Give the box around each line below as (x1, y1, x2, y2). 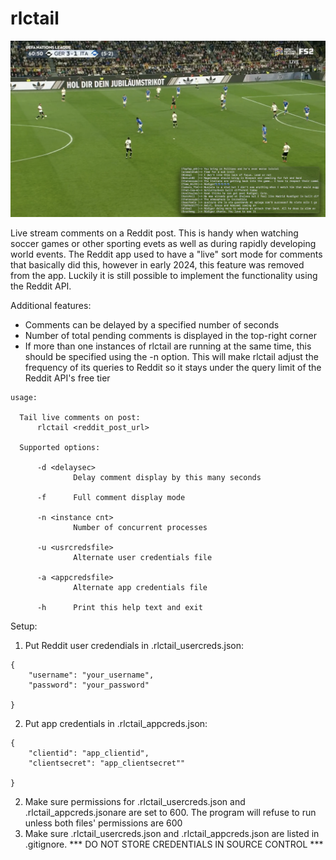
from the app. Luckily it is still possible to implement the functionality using (10, 270, 318, 282)
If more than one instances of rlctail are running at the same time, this (24, 340, 312, 352)
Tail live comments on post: (19, 413, 141, 423)
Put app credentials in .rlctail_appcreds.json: (24, 718, 208, 730)
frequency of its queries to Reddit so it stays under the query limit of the (24, 362, 322, 374)
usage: (10, 393, 38, 403)
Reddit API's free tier (24, 372, 111, 384)
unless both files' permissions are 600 (24, 817, 183, 829)
